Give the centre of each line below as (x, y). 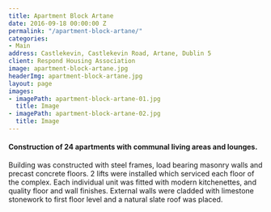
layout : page (30, 83)
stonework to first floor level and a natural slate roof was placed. (116, 200)
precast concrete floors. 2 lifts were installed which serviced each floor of (131, 174)
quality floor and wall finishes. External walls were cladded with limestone (131, 191)
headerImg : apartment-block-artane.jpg (76, 76)
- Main (19, 46)
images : (21, 91)
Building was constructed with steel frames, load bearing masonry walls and (135, 165)
